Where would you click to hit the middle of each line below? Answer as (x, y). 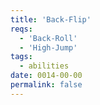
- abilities (44, 66)
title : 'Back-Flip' (51, 19)
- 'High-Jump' (48, 47)
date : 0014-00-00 (46, 76)
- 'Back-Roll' (48, 38)
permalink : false (46, 85)
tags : (21, 57)
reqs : (21, 29)
